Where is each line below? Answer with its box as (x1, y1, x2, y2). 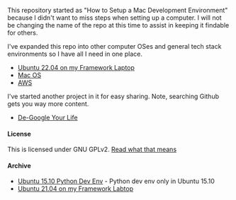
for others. (7, 28, 38, 37)
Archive (7, 161, 32, 170)
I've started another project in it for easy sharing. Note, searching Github (7, 92, 220, 100)
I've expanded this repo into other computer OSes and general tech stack (7, 42, 222, 50)
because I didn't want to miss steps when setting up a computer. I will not (7, 13, 222, 22)
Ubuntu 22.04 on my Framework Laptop (17, 64, 135, 71)
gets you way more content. (7, 100, 89, 108)
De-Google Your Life (17, 113, 78, 122)
